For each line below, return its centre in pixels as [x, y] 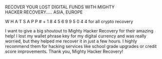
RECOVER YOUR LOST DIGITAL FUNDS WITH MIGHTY [60, 7]
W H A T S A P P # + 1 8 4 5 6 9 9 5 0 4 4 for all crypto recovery [69, 22]
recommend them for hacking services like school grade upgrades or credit [81, 46]
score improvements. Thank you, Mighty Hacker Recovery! [64, 51]
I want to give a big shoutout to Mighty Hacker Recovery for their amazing [79, 31]
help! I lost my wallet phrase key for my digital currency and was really [76, 36]
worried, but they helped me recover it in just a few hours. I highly [71, 41]
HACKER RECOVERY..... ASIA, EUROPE [44, 12]
